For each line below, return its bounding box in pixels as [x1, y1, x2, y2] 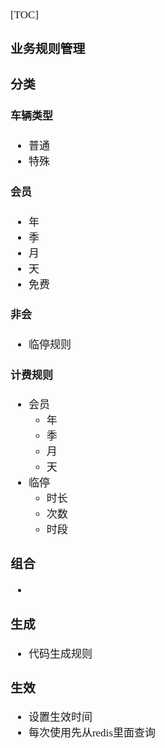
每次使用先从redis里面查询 [28, 727, 156, 740]
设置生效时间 [28, 711, 93, 724]
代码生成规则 [28, 647, 93, 661]
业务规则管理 [10, 41, 86, 56]
